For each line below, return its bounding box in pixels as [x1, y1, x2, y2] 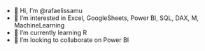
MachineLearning [13, 21, 65, 29]
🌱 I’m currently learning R [13, 28, 87, 37]
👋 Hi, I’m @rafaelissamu [13, 7, 83, 14]
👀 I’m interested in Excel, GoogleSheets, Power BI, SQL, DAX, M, [13, 14, 199, 22]
